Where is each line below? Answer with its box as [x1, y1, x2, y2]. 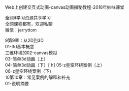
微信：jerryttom [5, 27, 37, 33]
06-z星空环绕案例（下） [5, 68, 54, 74]
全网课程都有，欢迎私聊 [5, 21, 53, 27]
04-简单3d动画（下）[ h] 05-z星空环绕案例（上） [5, 62, 105, 68]
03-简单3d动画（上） [5, 56, 48, 61]
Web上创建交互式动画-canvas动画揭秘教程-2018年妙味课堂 [5, 4, 125, 10]
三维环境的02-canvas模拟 [5, 50, 58, 56]
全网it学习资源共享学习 [5, 15, 51, 21]
